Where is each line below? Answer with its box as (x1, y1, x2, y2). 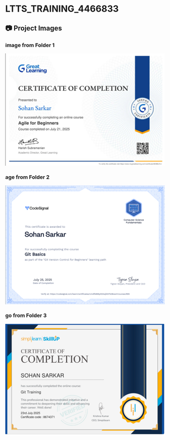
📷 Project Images (5, 24, 62, 32)
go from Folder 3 (5, 312, 47, 319)
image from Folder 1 (5, 42, 55, 49)
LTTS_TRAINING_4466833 (5, 3, 119, 15)
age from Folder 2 (5, 173, 50, 180)
